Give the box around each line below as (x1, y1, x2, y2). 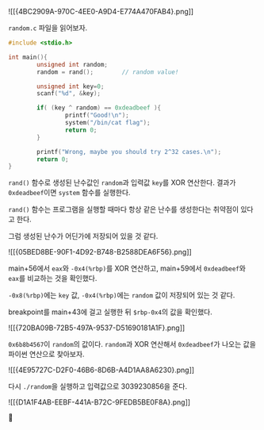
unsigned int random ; (36, 60, 109, 68)
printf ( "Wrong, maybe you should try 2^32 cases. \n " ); (36, 148, 222, 155)
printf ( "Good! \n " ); (64, 111, 129, 120)
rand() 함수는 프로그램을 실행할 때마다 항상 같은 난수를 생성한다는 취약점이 (8, 205, 239, 214)
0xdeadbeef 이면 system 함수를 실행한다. (8, 188, 131, 198)
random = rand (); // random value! (36, 67, 179, 76)
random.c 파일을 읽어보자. (8, 23, 88, 33)
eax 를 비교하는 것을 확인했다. (8, 274, 98, 283)
